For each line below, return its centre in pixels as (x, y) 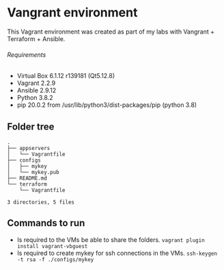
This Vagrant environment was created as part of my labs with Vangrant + (111, 32)
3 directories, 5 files (41, 202)
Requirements (27, 54)
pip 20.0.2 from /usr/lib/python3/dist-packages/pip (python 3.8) (107, 105)
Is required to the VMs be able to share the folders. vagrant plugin (111, 240)
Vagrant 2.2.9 (36, 83)
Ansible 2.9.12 (37, 90)
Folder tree (31, 126)
